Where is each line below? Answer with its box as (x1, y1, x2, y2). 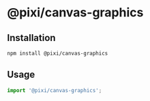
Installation (7, 32, 56, 44)
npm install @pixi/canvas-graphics (7, 50, 108, 57)
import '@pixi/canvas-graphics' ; (7, 87, 102, 93)
